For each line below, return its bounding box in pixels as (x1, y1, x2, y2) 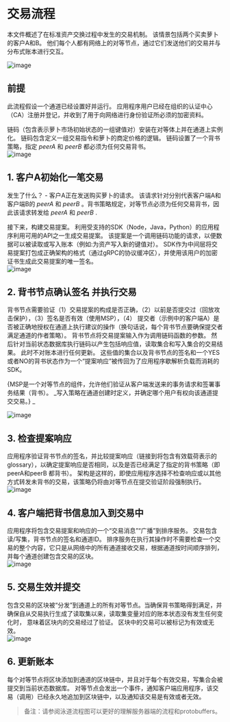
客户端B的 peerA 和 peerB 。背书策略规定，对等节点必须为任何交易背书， (7, 199, 214, 208)
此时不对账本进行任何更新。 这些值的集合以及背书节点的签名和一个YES (20, 349, 220, 357)
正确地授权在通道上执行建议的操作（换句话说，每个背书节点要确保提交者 (18, 323, 223, 331)
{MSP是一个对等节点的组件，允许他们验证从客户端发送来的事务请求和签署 (7, 380, 215, 388)
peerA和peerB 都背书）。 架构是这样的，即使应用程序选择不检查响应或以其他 (7, 469, 221, 477)
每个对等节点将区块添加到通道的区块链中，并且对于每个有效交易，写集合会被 (7, 675, 223, 684)
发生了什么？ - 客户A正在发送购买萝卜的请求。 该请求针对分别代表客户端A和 (7, 191, 221, 199)
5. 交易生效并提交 (7, 582, 81, 593)
